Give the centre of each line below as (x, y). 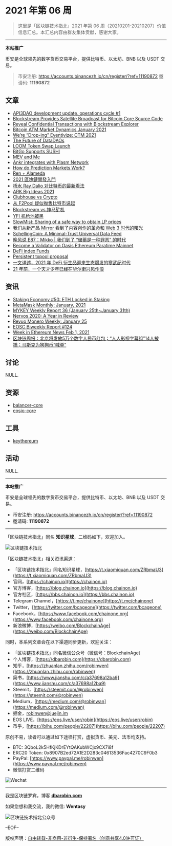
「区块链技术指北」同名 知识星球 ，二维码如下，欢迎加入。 (67, 537)
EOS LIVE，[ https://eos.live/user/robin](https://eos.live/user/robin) (83, 720)
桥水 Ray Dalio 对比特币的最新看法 (49, 186)
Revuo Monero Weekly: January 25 (50, 321)
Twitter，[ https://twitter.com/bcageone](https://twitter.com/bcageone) (87, 607)
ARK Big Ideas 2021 (34, 191)
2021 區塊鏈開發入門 (34, 179)
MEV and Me (26, 157)
